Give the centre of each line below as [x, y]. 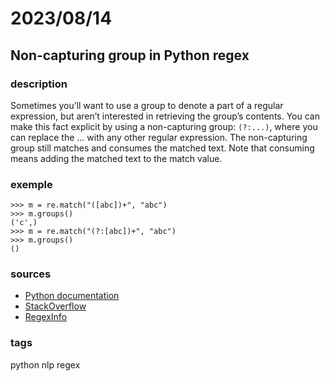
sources [31, 274]
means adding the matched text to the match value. [116, 158]
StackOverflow [55, 306]
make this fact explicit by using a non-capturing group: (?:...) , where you [164, 126]
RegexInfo [46, 317]
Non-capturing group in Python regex [130, 55]
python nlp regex [45, 364]
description [39, 84]
